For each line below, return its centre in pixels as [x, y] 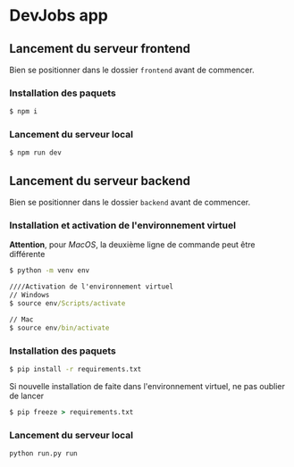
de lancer [27, 396]
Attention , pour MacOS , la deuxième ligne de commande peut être [133, 245]
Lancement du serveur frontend [100, 49]
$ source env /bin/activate [59, 328]
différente [27, 254]
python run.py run [43, 454]
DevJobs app [59, 16]
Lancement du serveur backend [100, 181]
